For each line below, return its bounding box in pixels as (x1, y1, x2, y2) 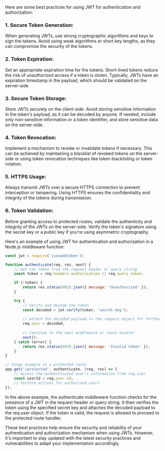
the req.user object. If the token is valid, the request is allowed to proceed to (5, 410, 160, 416)
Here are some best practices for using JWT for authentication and (5, 4, 141, 10)
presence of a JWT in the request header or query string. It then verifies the (5, 399, 159, 405)
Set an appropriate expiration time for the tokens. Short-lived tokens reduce (5, 67, 158, 73)
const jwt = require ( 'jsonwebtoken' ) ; (5, 253, 84, 258)
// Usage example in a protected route (5, 362, 87, 367)
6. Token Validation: (5, 207, 54, 214)
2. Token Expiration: (5, 56, 54, 63)
